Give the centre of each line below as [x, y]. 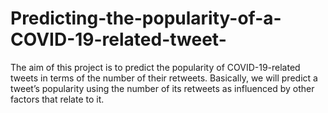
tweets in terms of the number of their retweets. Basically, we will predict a [164, 78]
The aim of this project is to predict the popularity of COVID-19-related [155, 67]
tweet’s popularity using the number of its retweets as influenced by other [162, 88]
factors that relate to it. [57, 99]
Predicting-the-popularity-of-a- [146, 18]
